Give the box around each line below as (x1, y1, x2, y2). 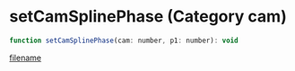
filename (9, 52, 42, 63)
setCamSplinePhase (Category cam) (9, 6, 287, 27)
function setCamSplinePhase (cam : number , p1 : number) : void (9, 36, 239, 45)
